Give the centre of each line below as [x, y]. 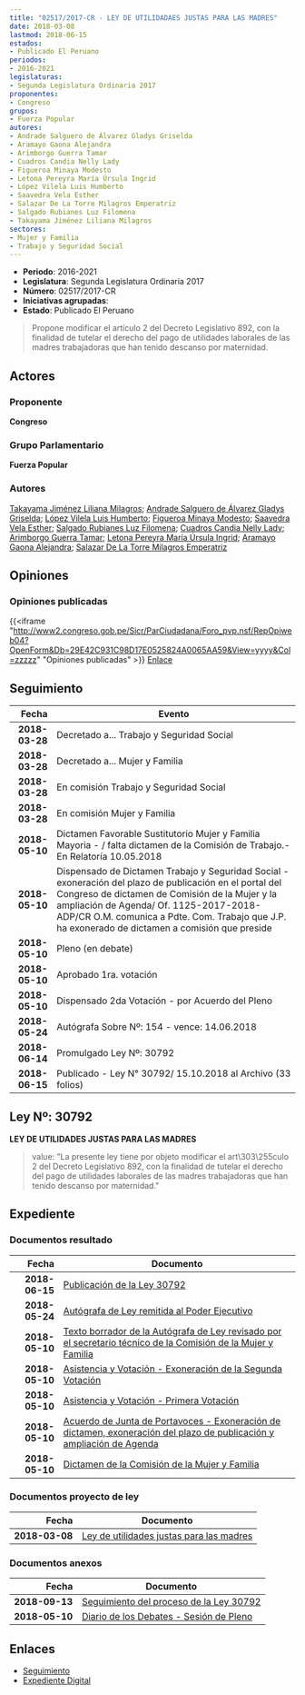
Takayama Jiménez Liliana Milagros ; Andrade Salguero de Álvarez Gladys [147, 508]
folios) [70, 1085]
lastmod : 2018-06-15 [49, 35]
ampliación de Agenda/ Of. [113, 905]
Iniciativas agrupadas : [65, 301]
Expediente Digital [56, 1680]
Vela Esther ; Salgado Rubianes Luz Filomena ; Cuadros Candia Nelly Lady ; [147, 527]
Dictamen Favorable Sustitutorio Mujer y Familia [158, 834]
